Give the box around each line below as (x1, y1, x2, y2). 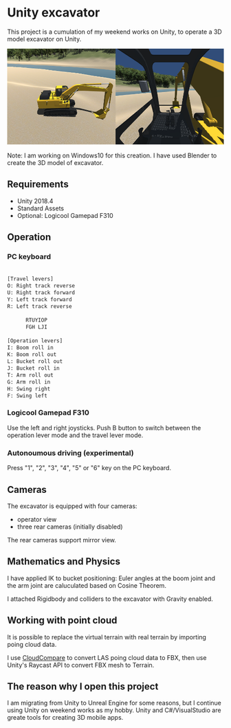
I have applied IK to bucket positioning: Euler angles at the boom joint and (7, 574, 215, 582)
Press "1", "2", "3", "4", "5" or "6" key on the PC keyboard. (7, 464, 172, 472)
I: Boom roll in (7, 344, 54, 351)
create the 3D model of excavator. (7, 159, 104, 167)
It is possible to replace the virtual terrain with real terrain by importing (7, 632, 206, 641)
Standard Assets (16, 204, 64, 212)
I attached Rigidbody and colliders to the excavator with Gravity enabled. (7, 595, 213, 603)
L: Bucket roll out (7, 357, 63, 365)
